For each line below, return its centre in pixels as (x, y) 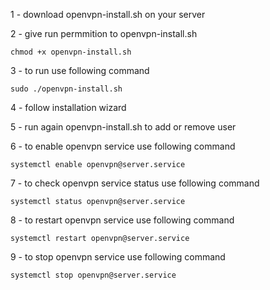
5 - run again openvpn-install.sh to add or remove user (123, 127)
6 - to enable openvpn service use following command (123, 146)
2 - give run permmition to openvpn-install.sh (104, 33)
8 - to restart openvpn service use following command (122, 220)
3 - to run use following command (80, 70)
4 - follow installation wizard (68, 107)
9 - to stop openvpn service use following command (118, 257)
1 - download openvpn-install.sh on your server (108, 14)
